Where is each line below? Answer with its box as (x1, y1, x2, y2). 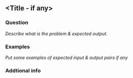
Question (5, 19, 29, 26)
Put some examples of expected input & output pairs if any (5, 54, 128, 60)
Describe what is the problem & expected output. (5, 30, 108, 37)
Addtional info (5, 67, 41, 74)
